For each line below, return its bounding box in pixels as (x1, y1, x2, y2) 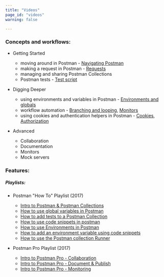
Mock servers (20, 154, 50, 160)
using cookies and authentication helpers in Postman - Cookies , (20, 112, 155, 118)
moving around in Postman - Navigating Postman (20, 60, 124, 66)
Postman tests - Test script (20, 76, 78, 82)
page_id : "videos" (5, 12, 44, 17)
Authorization (20, 118, 49, 124)
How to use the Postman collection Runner (20, 235, 110, 241)
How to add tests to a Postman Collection (20, 213, 108, 219)
